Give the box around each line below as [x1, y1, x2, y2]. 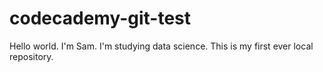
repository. [9, 50, 54, 62]
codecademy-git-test [9, 7, 191, 30]
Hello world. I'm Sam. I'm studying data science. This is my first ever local [9, 40, 314, 52]
